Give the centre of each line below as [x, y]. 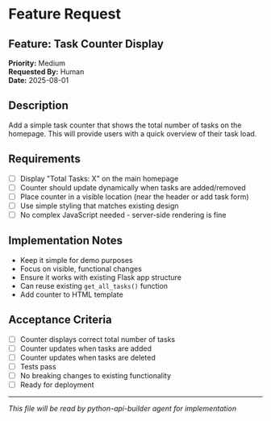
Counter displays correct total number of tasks [98, 339]
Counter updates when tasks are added [85, 348]
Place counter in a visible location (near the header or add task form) [134, 196]
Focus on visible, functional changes [81, 269]
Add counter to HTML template [71, 294]
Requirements [44, 159]
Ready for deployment [57, 385]
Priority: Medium [37, 63]
